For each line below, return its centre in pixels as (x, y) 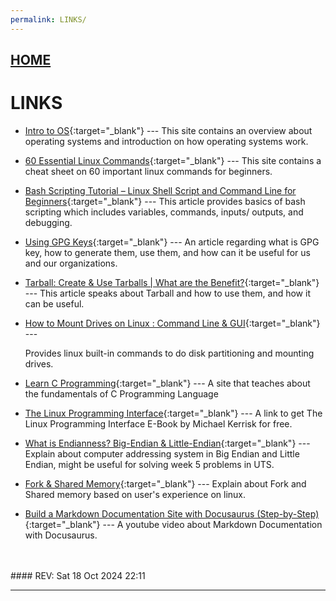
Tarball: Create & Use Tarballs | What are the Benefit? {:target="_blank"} (172, 282)
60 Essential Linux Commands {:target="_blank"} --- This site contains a (173, 160)
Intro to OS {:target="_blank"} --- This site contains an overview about (168, 130)
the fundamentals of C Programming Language (121, 393)
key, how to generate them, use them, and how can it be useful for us (167, 252)
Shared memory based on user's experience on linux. (135, 494)
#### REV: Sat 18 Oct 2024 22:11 (78, 575)
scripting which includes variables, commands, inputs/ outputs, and (164, 212)
